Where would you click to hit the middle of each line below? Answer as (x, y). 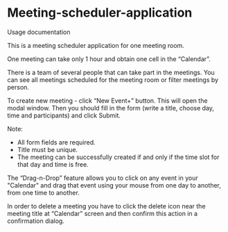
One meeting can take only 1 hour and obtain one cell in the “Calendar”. (109, 59)
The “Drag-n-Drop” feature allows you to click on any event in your (103, 178)
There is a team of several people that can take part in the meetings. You (111, 72)
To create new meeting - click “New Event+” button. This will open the (107, 100)
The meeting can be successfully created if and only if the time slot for (118, 157)
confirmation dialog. (36, 221)
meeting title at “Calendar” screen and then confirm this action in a (103, 213)
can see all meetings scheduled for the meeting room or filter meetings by (113, 80)
